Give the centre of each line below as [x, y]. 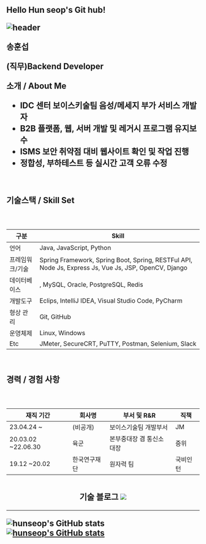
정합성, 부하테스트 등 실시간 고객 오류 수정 [93, 163]
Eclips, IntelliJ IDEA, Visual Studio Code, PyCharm [111, 301]
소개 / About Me [36, 86]
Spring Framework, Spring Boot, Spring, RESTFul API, [116, 260]
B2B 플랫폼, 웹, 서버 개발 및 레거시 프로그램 [96, 129]
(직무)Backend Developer [55, 67]
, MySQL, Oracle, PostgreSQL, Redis [91, 285]
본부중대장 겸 [127, 439]
